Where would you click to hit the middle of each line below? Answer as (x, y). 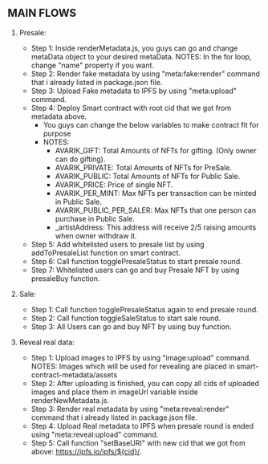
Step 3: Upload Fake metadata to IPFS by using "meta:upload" (134, 91)
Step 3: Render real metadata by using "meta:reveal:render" (130, 409)
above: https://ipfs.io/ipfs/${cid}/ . (86, 451)
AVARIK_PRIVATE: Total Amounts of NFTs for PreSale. (144, 167)
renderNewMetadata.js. (70, 400)
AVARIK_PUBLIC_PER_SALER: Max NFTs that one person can (156, 210)
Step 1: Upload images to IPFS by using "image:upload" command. (141, 357)
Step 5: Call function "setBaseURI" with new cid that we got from (138, 443)
